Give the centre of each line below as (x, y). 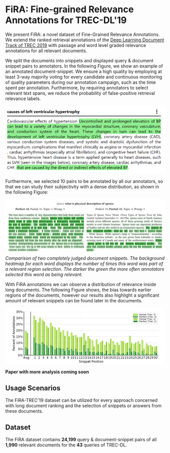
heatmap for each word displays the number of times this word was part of (84, 264)
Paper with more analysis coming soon (47, 372)
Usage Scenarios (33, 388)
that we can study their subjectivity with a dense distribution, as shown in (82, 186)
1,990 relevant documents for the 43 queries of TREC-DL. (66, 445)
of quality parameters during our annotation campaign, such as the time (81, 82)
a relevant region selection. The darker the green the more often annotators (85, 269)
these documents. (24, 411)
